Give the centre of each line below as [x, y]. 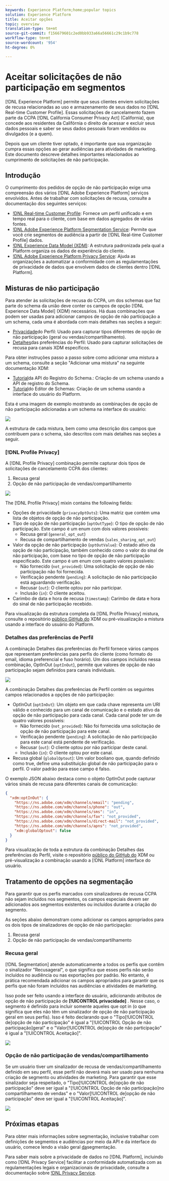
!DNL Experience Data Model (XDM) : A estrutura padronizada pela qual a [88, 246]
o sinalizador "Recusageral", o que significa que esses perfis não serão [79, 970]
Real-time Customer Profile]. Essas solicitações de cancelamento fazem [80, 112]
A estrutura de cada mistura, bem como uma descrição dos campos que [80, 428]
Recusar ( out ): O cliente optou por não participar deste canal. [84, 747]
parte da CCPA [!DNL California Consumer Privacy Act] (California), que [80, 118]
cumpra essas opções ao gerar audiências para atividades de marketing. [81, 149]
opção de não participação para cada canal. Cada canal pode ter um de [87, 715]
